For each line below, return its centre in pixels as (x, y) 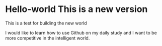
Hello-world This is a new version (76, 9)
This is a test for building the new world (46, 23)
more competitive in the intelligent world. (48, 38)
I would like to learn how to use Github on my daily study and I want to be (81, 32)
